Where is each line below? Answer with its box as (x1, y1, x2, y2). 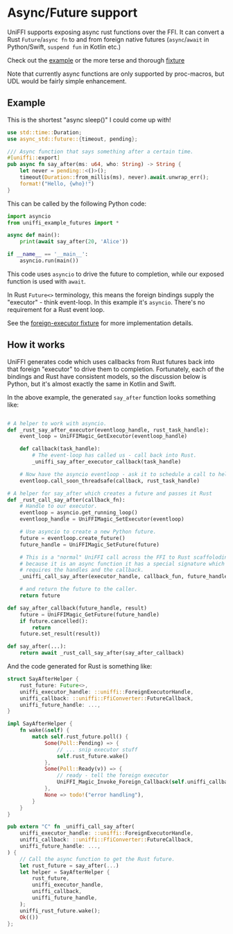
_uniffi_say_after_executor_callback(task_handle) (32, 459, 182, 466)
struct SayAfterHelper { (7, 675, 79, 682)
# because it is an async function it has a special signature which (19, 560, 225, 567)
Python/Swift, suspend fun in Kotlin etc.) (7, 42, 121, 51)
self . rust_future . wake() (56, 753, 129, 760)
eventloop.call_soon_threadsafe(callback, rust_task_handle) (19, 477, 200, 484)
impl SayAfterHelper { (7, 721, 73, 728)
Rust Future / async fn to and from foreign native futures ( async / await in (7, 35, 209, 43)
